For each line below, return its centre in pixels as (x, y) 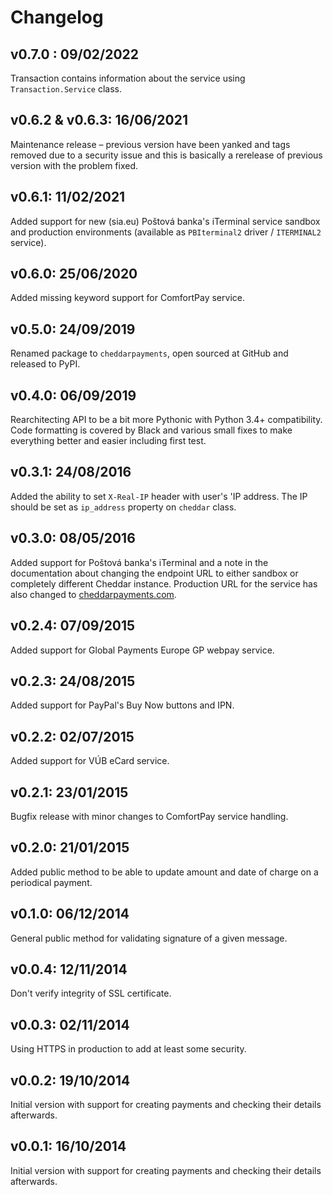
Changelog (57, 17)
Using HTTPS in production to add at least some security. (128, 1049)
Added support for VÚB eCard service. (90, 761)
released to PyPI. (45, 364)
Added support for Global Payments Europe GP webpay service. (142, 650)
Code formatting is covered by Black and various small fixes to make (151, 430)
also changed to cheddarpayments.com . (93, 594)
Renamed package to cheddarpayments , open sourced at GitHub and (149, 353)
